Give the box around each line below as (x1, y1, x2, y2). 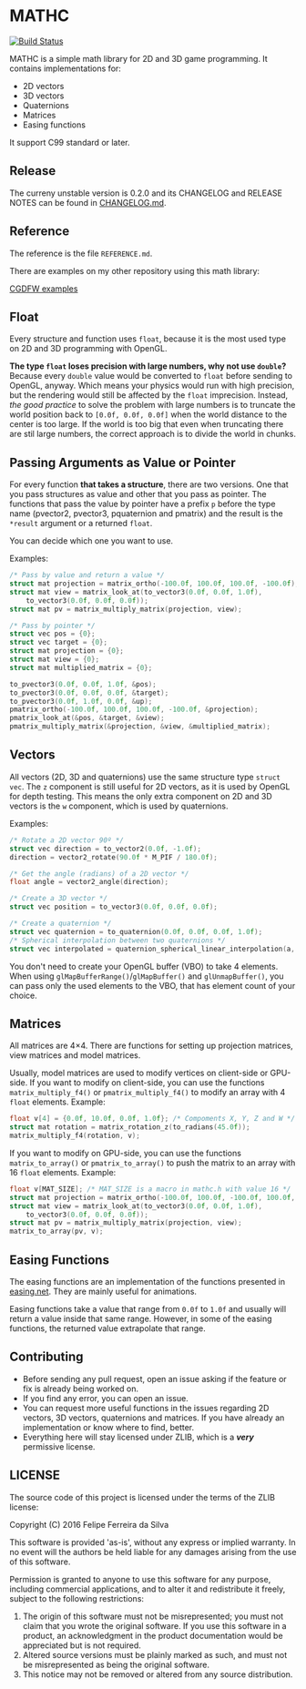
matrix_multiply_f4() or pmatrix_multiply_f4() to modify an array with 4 (9, 1087, 286, 1098)
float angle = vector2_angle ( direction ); (9, 878, 169, 887)
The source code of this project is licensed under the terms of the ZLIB (9, 1491, 276, 1502)
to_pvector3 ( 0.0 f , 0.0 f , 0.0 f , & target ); (9, 688, 169, 697)
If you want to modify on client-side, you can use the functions (29, 1077, 265, 1088)
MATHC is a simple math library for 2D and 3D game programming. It (9, 53, 269, 64)
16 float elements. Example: (9, 1166, 117, 1177)
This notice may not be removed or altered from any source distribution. (22, 1668, 293, 1680)
